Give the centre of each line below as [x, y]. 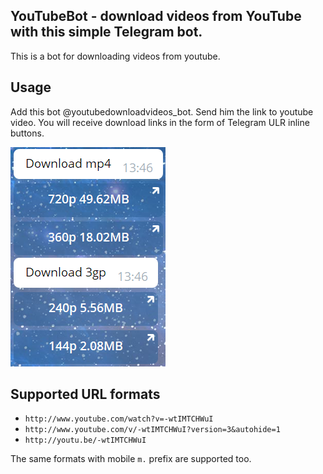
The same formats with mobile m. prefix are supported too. [131, 459]
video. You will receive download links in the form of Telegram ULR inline [160, 122]
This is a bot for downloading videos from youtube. [115, 56]
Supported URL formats [85, 394]
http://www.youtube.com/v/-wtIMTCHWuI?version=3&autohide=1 [152, 430]
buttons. [27, 133]
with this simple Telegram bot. [106, 32]
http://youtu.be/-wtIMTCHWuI [85, 440]
